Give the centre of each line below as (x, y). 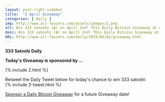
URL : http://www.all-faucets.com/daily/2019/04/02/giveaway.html (73, 37)
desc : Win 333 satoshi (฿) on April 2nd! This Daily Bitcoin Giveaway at (82, 32)
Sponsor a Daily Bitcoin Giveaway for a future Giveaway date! (67, 94)
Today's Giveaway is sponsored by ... (44, 60)
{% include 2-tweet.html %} (33, 84)
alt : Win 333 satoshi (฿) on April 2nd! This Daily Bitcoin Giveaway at (81, 28)
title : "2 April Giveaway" (34, 14)
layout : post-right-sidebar (34, 10)
